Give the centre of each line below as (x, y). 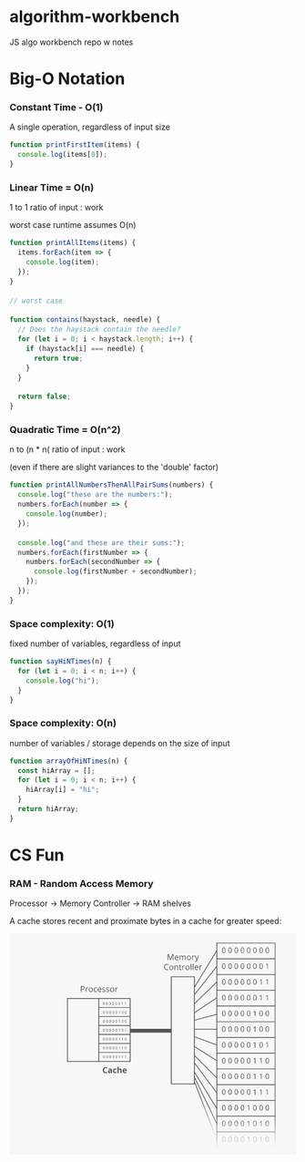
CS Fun (37, 855)
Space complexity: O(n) (63, 724)
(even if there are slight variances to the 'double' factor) (114, 468)
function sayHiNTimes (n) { (61, 662)
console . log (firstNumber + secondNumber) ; (115, 571)
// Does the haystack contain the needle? (99, 330)
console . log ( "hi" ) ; (63, 681)
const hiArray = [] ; (56, 771)
